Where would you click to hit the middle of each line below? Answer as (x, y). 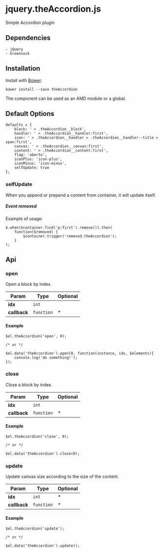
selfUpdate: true (32, 168)
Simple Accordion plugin (30, 23)
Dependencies (28, 38)
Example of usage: (24, 218)
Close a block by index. (29, 385)
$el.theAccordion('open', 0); (36, 336)
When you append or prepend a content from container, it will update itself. (81, 195)
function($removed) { (36, 232)
